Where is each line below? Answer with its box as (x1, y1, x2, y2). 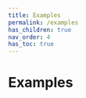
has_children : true (8, 26, 72, 33)
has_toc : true (8, 40, 55, 48)
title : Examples (8, 11, 61, 19)
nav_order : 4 (8, 33, 51, 41)
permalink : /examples (8, 19, 79, 26)
